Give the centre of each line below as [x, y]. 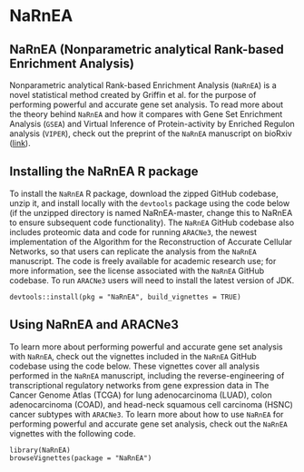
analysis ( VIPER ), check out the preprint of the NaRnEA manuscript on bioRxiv [151, 133]
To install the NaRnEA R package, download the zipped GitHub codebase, [144, 193]
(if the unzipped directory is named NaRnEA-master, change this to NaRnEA [151, 212]
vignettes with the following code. [73, 433]
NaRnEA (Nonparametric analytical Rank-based [147, 49]
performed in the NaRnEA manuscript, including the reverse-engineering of [147, 375]
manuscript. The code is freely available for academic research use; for [143, 261]
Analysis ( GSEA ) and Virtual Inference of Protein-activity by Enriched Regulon [152, 124]
